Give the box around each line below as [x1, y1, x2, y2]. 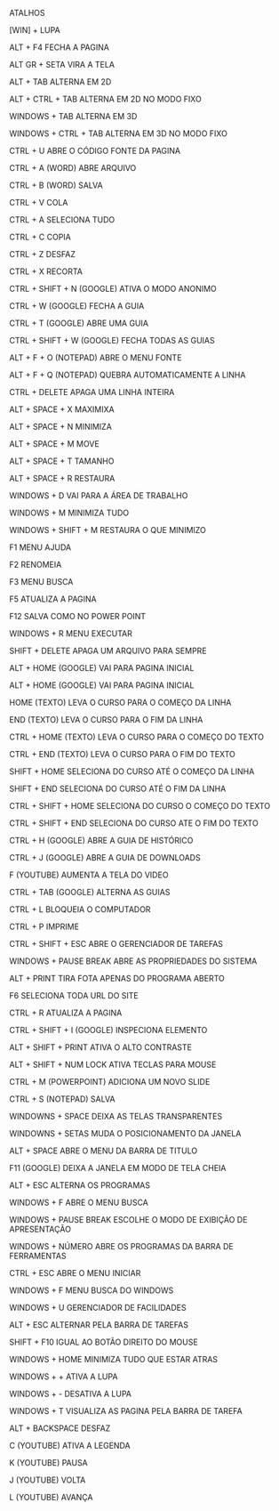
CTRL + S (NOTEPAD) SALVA [9, 1094, 116, 1104]
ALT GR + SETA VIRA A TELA [9, 60, 116, 69]
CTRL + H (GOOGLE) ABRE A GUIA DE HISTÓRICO [9, 836, 194, 845]
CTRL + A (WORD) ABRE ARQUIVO [9, 163, 137, 173]
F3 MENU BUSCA [9, 577, 74, 586]
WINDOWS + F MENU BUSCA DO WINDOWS [9, 1285, 174, 1296]
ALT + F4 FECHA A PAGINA [9, 42, 109, 53]
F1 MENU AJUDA [9, 542, 72, 553]
